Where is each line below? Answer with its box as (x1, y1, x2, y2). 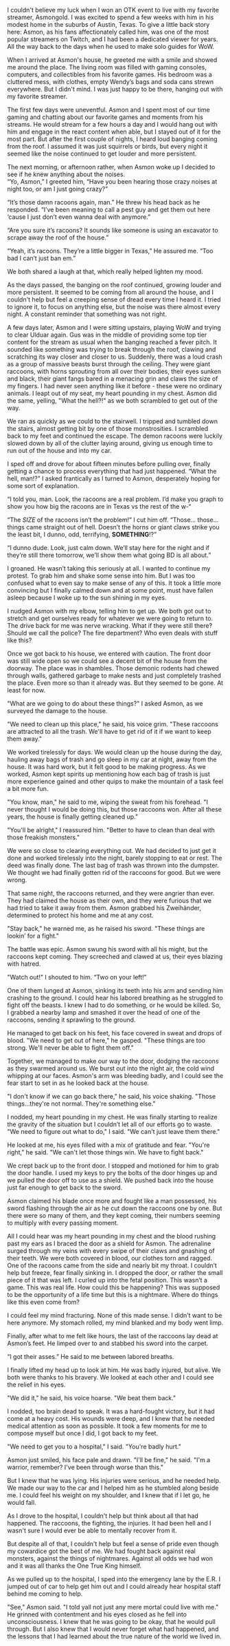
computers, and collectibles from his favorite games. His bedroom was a (7, 70, 213, 78)
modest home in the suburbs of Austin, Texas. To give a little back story (7, 21, 210, 28)
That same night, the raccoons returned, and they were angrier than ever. (7, 889, 215, 897)
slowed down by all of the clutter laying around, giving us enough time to (7, 439, 213, 447)
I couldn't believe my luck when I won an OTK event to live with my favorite (7, 6, 220, 14)
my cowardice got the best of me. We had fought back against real (7, 1547, 196, 1555)
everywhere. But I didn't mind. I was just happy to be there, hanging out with (7, 85, 223, 93)
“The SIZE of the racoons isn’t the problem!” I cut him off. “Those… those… (7, 516, 219, 524)
